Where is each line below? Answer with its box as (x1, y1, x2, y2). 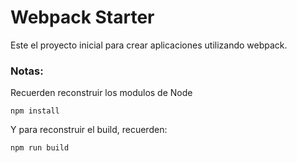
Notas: (10, 64, 44, 78)
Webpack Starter (10, 6, 155, 29)
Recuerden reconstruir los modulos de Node (10, 87, 193, 99)
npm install (10, 106, 60, 116)
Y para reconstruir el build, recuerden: (10, 124, 168, 136)
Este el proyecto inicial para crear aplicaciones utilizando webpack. (10, 39, 288, 51)
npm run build (10, 143, 70, 153)
